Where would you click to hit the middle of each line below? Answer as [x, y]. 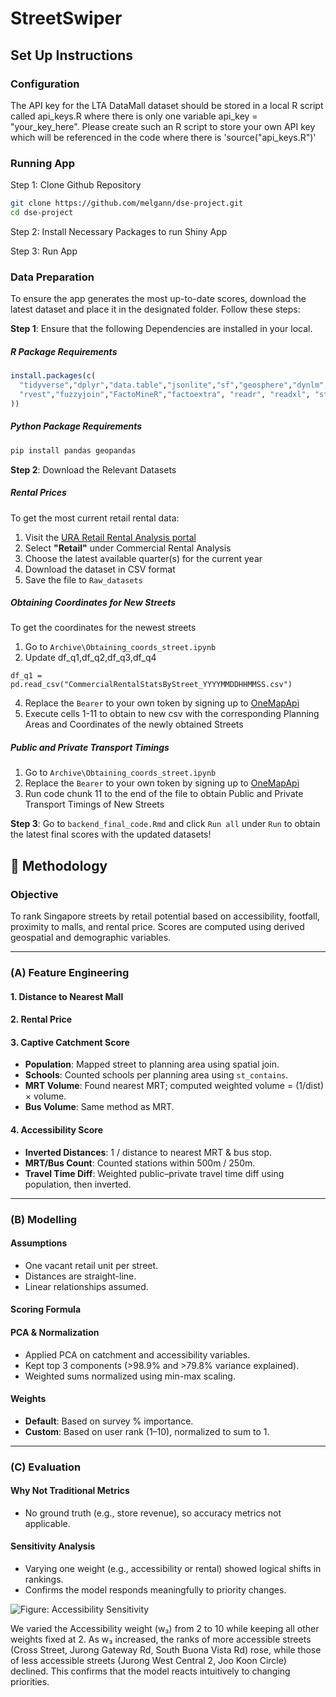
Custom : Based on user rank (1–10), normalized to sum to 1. [147, 1431]
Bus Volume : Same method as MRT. [99, 1107]
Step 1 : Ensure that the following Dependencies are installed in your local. [161, 329]
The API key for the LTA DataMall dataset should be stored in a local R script [167, 105]
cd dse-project [42, 213]
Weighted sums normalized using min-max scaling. [130, 1376]
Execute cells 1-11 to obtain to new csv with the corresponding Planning [172, 714]
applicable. [47, 1523]
